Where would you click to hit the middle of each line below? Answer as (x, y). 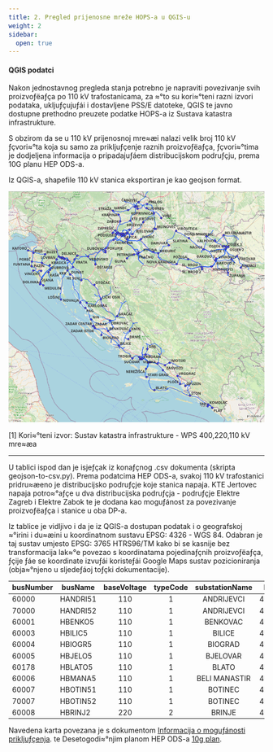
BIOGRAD (224, 645)
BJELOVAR (224, 656)
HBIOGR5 (76, 645)
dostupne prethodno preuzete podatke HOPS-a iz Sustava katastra (121, 114)
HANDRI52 (78, 610)
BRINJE (224, 712)
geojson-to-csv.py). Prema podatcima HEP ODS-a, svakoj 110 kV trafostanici (136, 475)
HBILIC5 (74, 633)
